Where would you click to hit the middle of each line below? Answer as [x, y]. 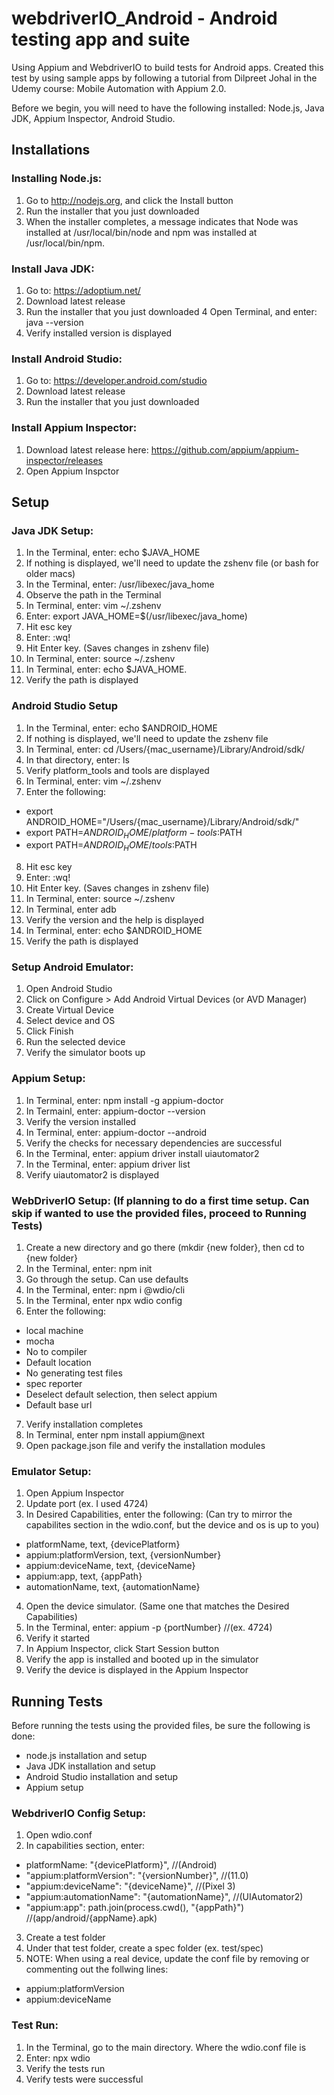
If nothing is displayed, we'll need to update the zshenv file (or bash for [172, 563]
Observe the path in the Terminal [93, 595]
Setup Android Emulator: [72, 967]
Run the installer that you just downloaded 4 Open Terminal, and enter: [171, 311]
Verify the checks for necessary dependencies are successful [154, 1143]
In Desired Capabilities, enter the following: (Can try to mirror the [159, 1514]
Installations [51, 150]
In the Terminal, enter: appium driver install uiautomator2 [142, 1153]
